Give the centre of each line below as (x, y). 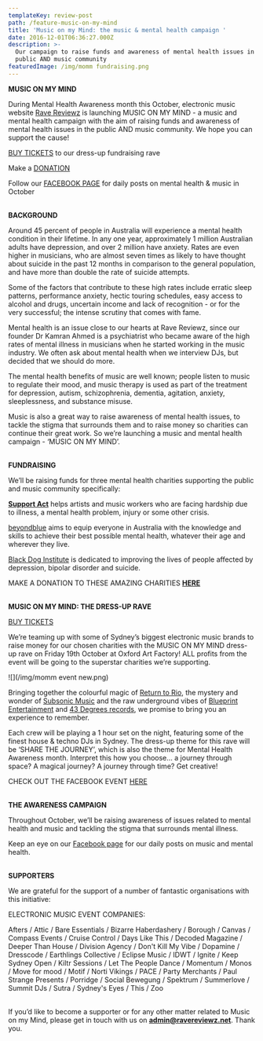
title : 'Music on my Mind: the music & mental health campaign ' (117, 30)
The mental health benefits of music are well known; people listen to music (129, 376)
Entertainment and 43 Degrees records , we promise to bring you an (117, 709)
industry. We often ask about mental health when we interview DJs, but (123, 352)
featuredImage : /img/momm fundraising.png (79, 67)
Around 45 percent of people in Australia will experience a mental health (125, 230)
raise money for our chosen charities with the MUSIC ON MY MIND (117, 645)
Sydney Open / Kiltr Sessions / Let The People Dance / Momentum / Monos (130, 962)
